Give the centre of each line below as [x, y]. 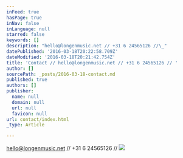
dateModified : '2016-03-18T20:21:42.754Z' [61, 57]
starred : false [26, 35]
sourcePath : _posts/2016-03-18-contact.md [61, 74]
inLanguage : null [28, 29]
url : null [24, 108]
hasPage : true [24, 18]
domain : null [28, 102]
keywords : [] [23, 40]
